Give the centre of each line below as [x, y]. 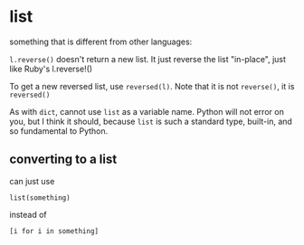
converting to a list [63, 160]
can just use [32, 181]
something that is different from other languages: [101, 42]
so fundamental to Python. [59, 131]
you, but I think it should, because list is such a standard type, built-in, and [151, 121]
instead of [28, 214]
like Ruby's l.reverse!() [51, 69]
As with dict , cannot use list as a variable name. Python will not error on [147, 111]
